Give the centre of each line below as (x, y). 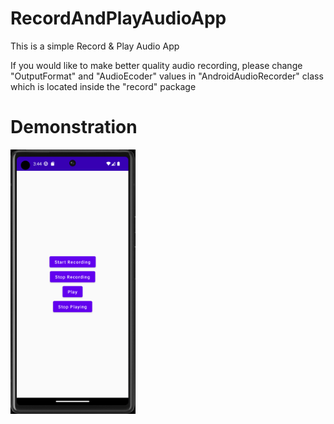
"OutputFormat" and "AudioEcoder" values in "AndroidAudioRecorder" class (167, 76)
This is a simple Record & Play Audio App (95, 46)
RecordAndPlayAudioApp (118, 18)
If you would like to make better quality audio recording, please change (156, 65)
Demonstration (74, 127)
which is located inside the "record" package (103, 86)
